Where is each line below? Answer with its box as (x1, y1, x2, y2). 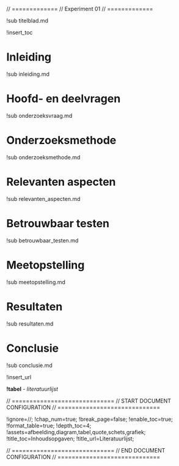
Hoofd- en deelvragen (6, 92, 121, 106)
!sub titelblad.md (6, 17, 49, 24)
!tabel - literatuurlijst (6, 385, 59, 393)
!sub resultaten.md (6, 320, 54, 327)
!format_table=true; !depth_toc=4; (6, 421, 92, 429)
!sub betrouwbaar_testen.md (6, 236, 79, 244)
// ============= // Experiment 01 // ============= (6, 5, 154, 12)
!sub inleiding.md (6, 70, 50, 78)
